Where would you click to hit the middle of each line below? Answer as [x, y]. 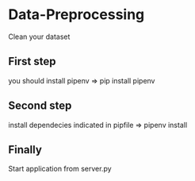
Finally [25, 150]
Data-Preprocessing [76, 15]
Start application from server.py [60, 169]
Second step [40, 106]
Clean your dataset [39, 37]
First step [32, 62]
